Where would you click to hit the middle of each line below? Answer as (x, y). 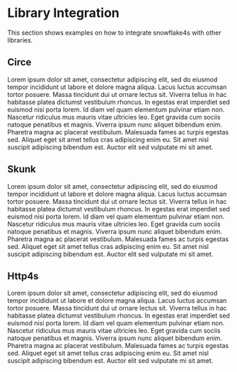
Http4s (23, 276)
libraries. (20, 40)
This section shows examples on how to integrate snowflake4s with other (114, 33)
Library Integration (64, 13)
